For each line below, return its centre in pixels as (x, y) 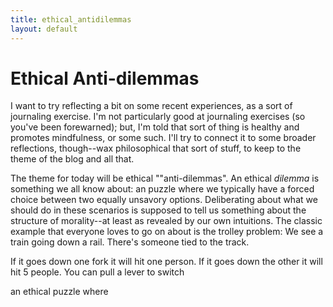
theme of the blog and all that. (72, 159)
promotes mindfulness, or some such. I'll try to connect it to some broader (163, 138)
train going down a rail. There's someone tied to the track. (130, 242)
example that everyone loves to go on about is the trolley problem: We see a (167, 232)
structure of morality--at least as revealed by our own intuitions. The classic (166, 221)
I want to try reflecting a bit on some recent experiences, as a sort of (151, 106)
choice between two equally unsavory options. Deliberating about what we (164, 200)
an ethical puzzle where (59, 292)
